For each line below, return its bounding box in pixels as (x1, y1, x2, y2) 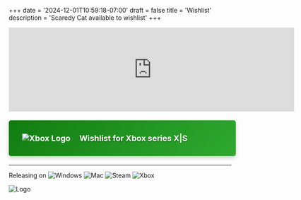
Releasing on (8, 171, 47, 180)
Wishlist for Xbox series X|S (78, 134, 188, 143)
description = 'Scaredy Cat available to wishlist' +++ (8, 13, 162, 22)
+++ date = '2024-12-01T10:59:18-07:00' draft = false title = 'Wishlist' (8, 6, 212, 14)
